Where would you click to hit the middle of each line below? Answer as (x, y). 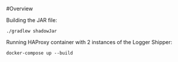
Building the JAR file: (32, 20)
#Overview (20, 9)
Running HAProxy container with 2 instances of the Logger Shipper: (89, 42)
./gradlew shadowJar (32, 31)
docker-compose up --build (40, 53)
